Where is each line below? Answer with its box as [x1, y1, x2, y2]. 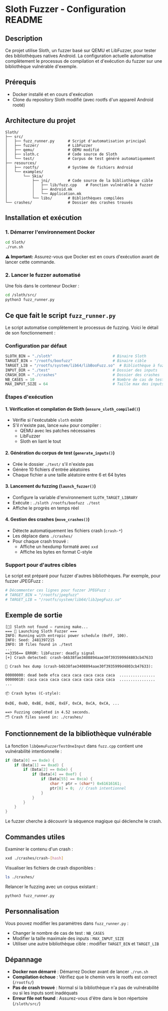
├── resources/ [5, 160, 37, 165]
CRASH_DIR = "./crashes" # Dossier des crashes [5, 372, 160, 377]
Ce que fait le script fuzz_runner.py [5, 311, 116, 319]
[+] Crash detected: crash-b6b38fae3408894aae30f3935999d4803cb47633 [5, 655, 153, 660]
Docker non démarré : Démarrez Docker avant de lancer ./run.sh [12, 969, 148, 975]
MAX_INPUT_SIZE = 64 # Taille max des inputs [5, 382, 164, 387]
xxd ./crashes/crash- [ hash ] [5, 856, 64, 861]
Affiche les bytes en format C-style [19, 549, 92, 555]
